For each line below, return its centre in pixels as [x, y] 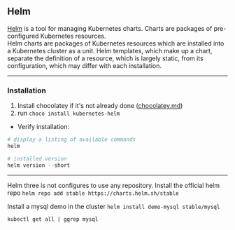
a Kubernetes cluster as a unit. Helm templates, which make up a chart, [110, 50]
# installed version [37, 158]
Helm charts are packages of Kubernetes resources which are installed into [116, 43]
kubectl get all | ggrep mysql [53, 219]
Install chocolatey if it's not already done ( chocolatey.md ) [100, 106]
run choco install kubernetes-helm [69, 113]
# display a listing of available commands [72, 140]
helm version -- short [39, 165]
